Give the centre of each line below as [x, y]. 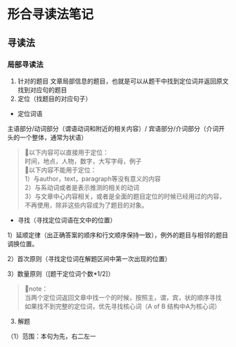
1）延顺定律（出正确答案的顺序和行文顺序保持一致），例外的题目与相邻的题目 [118, 235]
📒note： [36, 289]
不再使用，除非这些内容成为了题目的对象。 [86, 205]
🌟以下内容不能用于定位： [60, 170]
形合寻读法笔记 [51, 14]
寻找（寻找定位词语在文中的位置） [67, 220]
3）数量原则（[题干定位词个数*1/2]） [61, 273]
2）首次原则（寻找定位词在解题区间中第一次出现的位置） [89, 258]
